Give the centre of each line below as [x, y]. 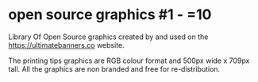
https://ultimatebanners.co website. [66, 45]
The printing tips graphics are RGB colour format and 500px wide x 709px [129, 61]
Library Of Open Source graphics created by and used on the [108, 37]
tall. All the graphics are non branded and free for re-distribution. [114, 68]
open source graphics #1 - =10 [110, 15]
